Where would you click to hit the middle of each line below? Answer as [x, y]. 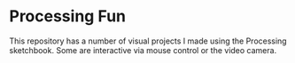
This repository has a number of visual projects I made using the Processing [148, 41]
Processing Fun [68, 16]
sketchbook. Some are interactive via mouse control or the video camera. [143, 50]
